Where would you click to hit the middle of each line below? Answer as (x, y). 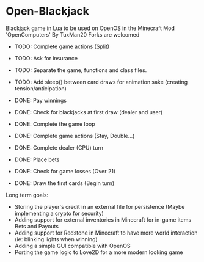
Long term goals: (27, 195)
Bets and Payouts (37, 226)
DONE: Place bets (37, 159)
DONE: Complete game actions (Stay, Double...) (75, 136)
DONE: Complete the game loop (55, 124)
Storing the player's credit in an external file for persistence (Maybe (100, 206)
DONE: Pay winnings (40, 100)
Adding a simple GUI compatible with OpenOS (72, 246)
